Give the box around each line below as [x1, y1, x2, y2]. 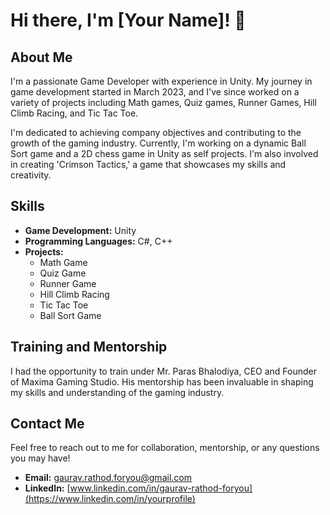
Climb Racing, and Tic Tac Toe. [10, 107, 139, 119]
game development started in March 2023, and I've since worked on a [10, 86, 300, 98]
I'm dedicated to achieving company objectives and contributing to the [10, 127, 302, 138]
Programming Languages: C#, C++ [24, 235, 173, 247]
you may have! [10, 452, 71, 464]
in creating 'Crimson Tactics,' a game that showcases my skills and [10, 159, 287, 170]
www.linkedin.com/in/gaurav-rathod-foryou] [69, 482, 253, 494]
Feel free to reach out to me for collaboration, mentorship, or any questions [10, 442, 320, 454]
